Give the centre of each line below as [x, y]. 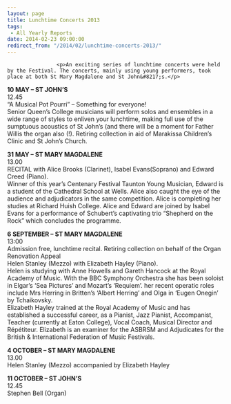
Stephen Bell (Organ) [37, 393]
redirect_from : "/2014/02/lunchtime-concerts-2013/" [84, 46]
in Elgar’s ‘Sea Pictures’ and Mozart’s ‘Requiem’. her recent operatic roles [111, 285]
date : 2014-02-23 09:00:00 [46, 39]
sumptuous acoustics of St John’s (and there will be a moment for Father [110, 126]
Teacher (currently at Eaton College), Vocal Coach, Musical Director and [110, 322]
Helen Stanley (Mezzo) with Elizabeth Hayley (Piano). [83, 263]
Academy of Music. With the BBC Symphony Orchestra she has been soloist [115, 278]
